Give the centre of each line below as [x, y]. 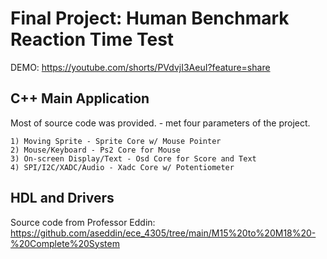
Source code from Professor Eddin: [83, 222]
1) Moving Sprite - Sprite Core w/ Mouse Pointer [116, 141]
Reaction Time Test [92, 39]
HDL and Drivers [62, 198]
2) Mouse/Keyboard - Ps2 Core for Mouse [96, 150]
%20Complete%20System [65, 243]
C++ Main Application [80, 98]
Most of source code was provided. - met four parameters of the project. [160, 123]
